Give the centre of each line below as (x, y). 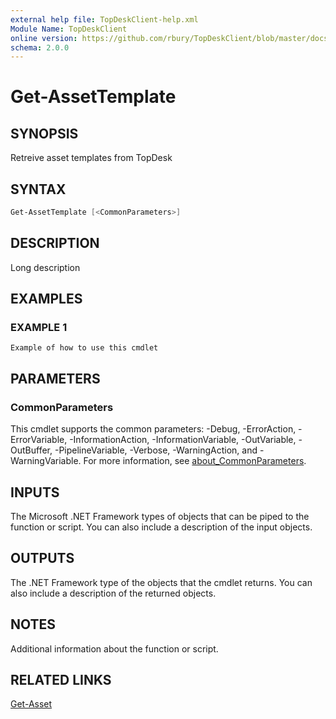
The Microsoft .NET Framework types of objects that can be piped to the (160, 516)
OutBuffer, (31, 450)
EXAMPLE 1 (39, 328)
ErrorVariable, (39, 440)
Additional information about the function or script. (114, 648)
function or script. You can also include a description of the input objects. (161, 527)
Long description (45, 267)
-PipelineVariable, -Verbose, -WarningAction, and (156, 450)
